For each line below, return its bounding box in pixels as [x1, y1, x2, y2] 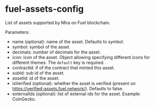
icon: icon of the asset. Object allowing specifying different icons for [12, 54, 150, 60]
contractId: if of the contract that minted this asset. [12, 65, 115, 71]
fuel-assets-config [5, 3, 84, 15]
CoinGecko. [12, 96, 36, 102]
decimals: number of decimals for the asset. [12, 49, 101, 55]
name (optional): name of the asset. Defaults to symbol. [12, 38, 124, 45]
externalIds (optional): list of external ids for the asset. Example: [12, 91, 141, 97]
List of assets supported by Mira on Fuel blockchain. [5, 20, 111, 26]
